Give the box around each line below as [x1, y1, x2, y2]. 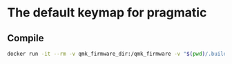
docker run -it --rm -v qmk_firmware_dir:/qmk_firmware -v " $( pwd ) [7, 50, 206, 57]
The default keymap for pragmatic [7, 5, 207, 21]
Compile [7, 32, 44, 44]
